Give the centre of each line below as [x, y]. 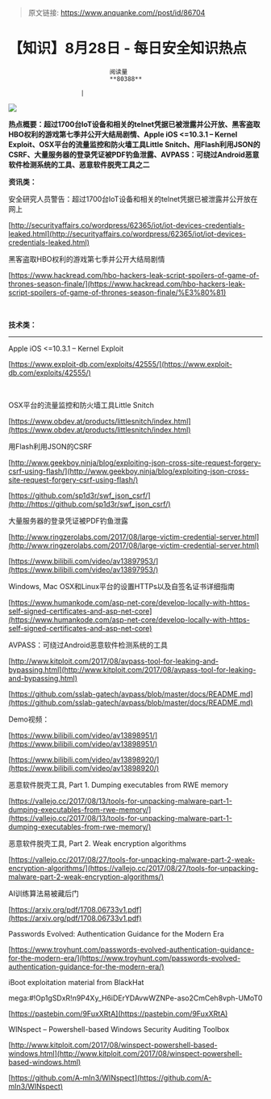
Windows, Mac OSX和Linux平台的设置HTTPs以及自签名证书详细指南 [122, 586]
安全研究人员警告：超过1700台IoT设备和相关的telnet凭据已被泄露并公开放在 [133, 199]
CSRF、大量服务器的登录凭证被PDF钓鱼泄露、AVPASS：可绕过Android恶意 [134, 154]
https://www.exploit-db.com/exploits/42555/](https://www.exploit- [121, 364]
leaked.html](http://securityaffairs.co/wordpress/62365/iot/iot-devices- [127, 234]
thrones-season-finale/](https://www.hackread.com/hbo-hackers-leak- [127, 284]
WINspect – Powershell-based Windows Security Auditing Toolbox [119, 1029]
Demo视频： [29, 719]
